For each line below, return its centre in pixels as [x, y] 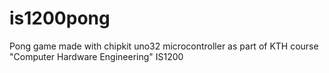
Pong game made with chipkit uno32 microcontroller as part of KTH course [164, 46]
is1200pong [60, 18]
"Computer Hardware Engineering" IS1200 [96, 56]
